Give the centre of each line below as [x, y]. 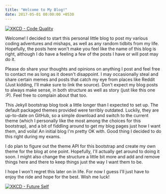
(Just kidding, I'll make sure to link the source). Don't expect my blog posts [82, 84]
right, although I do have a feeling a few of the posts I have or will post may [82, 54]
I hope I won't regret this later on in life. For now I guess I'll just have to [77, 171]
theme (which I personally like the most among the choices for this [73, 121]
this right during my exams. [33, 136]
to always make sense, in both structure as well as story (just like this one [80, 90]
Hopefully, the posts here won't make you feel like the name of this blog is [81, 49]
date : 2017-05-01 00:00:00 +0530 [40, 14]
